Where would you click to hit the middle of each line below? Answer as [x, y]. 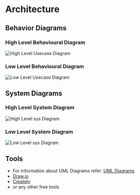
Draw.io [20, 176]
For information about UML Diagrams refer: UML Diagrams [74, 171]
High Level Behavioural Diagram [45, 42]
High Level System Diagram [40, 108]
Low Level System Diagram [39, 131]
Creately [21, 181]
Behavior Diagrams [36, 28]
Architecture [32, 9]
